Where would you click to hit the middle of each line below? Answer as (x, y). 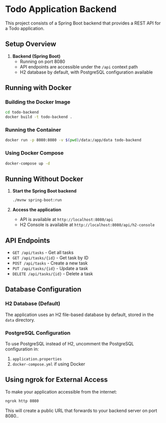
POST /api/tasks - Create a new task (50, 263)
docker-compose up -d (28, 163)
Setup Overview (31, 44)
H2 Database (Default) (33, 303)
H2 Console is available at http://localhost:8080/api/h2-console (87, 225)
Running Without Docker (44, 179)
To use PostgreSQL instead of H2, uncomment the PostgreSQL (70, 344)
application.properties (37, 359)
